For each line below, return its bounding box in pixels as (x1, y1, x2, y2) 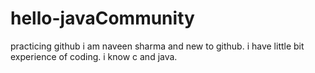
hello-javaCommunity (10, 7, 195, 30)
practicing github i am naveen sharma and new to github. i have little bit (10, 40, 305, 52)
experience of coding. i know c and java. (10, 50, 178, 62)
